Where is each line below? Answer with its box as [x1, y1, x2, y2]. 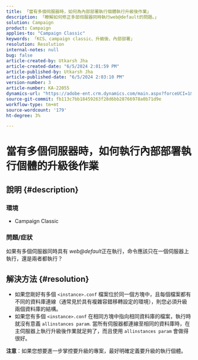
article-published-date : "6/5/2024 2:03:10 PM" [6, 74, 125, 80]
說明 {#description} [6, 185, 79, 195]
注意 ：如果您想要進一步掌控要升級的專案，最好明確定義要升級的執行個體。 [6, 348, 186, 355]
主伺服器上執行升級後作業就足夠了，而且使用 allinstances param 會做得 [14, 328, 189, 335]
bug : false [6, 52, 33, 58]
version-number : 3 [6, 80, 51, 86]
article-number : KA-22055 [6, 85, 69, 91]
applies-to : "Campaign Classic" [6, 31, 85, 36]
